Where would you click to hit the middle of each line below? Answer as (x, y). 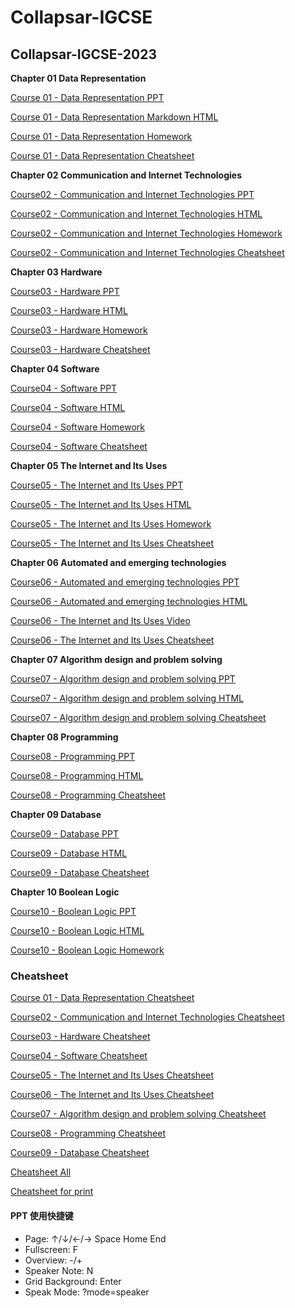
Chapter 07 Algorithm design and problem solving (116, 659)
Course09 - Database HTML (69, 853)
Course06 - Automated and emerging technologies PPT (125, 582)
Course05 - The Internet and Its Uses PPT (97, 485)
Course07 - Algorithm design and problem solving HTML (127, 698)
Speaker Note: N (59, 1270)
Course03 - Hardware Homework (79, 330)
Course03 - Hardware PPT (65, 291)
